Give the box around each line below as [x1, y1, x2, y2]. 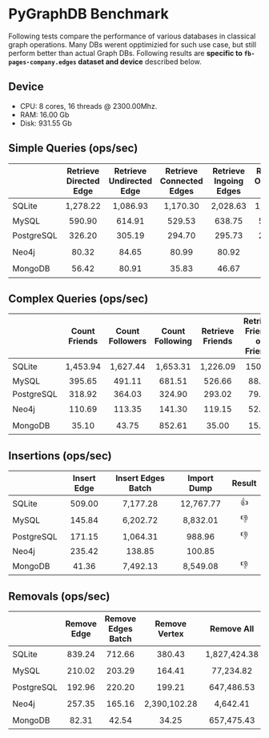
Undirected [108, 175, 153, 187]
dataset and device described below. [78, 57, 202, 66]
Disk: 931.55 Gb [19, 118, 72, 128]
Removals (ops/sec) [8, 589, 110, 603]
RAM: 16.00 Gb [19, 110, 70, 119]
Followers [108, 335, 147, 347]
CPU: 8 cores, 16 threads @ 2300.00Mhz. [19, 101, 158, 110]
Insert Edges [115, 473, 166, 484]
